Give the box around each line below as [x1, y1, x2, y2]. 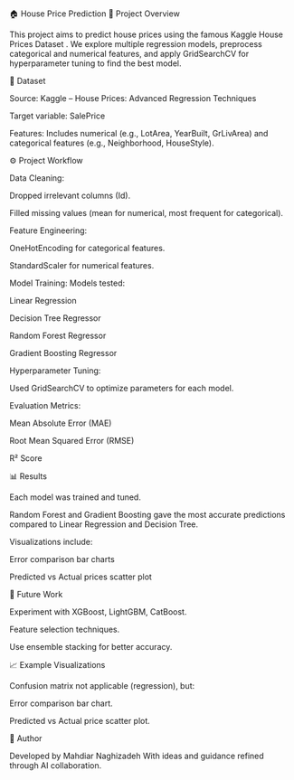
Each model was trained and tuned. [9, 492, 142, 503]
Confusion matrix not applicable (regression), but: [9, 681, 195, 691]
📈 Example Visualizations [9, 660, 106, 670]
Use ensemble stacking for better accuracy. [9, 642, 173, 652]
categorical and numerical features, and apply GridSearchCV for [9, 49, 250, 59]
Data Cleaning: [9, 173, 65, 183]
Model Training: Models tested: [9, 277, 126, 288]
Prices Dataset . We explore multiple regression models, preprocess [9, 39, 262, 49]
